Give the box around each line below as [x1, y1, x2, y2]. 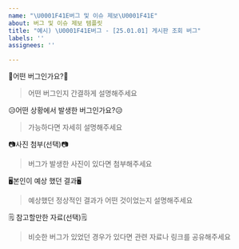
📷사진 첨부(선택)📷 [8, 139, 69, 149]
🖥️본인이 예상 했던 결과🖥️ [8, 176, 82, 186]
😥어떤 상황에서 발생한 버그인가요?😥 [8, 106, 123, 115]
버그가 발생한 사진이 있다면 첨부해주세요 [27, 159, 153, 169]
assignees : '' [8, 42, 56, 50]
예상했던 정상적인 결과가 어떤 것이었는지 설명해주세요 [27, 195, 193, 205]
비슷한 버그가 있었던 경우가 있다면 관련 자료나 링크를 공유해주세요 [27, 232, 231, 242]
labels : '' [8, 34, 45, 42]
